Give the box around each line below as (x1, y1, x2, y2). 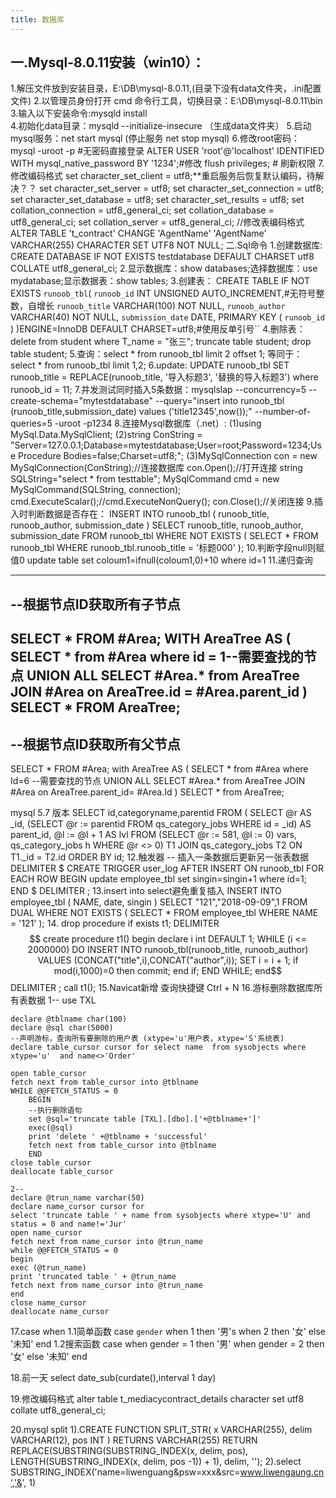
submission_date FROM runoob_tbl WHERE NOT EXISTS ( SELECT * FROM (10, 530, 319, 542)
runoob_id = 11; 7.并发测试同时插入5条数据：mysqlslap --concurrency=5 (10, 384, 307, 396)
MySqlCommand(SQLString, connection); (10, 484, 182, 496)
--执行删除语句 (28, 1106, 83, 1116)
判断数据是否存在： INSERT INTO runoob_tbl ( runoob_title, (27, 508, 270, 520)
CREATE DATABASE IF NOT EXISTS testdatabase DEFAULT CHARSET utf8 (10, 251, 315, 263)
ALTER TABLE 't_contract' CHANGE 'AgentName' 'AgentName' (10, 227, 267, 240)
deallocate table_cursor (10, 1167, 114, 1177)
